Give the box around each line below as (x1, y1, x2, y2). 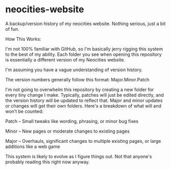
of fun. (5, 26, 19, 32)
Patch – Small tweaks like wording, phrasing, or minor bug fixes (5, 118, 139, 124)
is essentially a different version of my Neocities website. (5, 56, 125, 62)
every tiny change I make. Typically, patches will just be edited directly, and (5, 92, 164, 98)
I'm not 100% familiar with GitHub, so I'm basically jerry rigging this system (5, 46, 163, 52)
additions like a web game (5, 143, 60, 150)
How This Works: (5, 36, 42, 42)
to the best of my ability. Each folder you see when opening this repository (5, 51, 162, 57)
